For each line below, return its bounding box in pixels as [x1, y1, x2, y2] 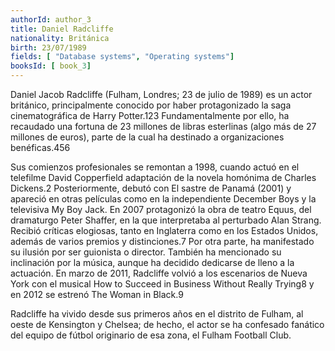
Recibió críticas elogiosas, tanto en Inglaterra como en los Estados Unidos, [10, 225, 319, 236]
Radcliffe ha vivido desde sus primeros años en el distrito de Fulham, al [10, 308, 304, 320]
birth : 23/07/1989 [10, 42, 87, 53]
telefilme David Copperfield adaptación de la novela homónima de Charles [10, 172, 317, 183]
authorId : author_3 [10, 14, 92, 25]
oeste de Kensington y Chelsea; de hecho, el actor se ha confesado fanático [10, 319, 325, 330]
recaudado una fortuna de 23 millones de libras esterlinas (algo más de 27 [10, 121, 317, 132]
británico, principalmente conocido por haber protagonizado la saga [10, 99, 292, 111]
